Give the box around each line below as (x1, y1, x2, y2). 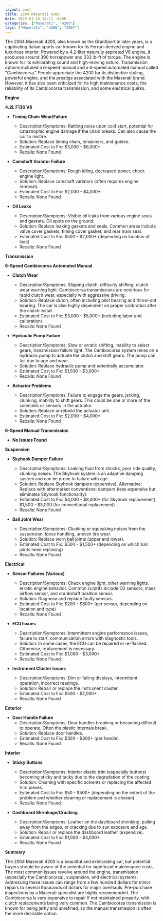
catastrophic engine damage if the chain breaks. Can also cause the (19, 128, 156, 134)
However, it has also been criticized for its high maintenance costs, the (5, 80, 147, 86)
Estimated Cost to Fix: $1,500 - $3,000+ (19, 368, 100, 374)
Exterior (5, 705, 22, 711)
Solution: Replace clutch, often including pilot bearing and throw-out (19, 297, 157, 303)
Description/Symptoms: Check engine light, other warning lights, (19, 580, 149, 586)
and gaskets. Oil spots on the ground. (19, 218, 95, 224)
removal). (19, 184, 39, 189)
